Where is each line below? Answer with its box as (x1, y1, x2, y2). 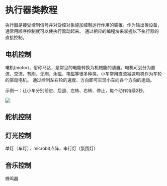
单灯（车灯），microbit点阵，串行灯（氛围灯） (5, 145, 98, 151)
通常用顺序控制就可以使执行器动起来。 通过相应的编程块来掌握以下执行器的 (5, 28, 159, 34)
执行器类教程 (5, 4, 58, 16)
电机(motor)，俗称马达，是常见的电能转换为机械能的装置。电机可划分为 (5, 64, 151, 70)
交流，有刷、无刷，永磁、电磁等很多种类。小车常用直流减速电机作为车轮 (13, 71, 162, 77)
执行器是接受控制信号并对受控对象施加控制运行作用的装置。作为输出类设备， (5, 22, 162, 28)
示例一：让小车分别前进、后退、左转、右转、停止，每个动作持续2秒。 (5, 88, 148, 93)
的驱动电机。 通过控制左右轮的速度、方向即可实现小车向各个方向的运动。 (5, 77, 155, 83)
